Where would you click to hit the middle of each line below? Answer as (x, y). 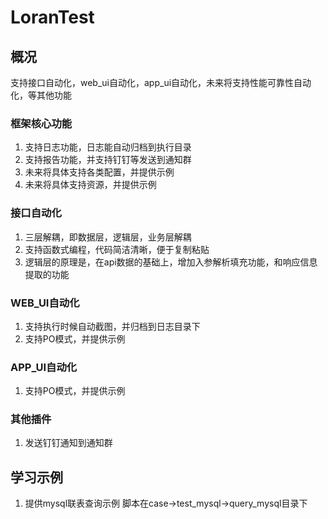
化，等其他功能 (41, 95)
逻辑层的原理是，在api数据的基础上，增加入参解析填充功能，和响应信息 (171, 262)
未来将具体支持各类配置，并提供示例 (99, 172)
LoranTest (52, 17)
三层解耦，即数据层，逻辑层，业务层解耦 (108, 237)
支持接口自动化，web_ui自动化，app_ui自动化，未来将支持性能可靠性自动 (161, 82)
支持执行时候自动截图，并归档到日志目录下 (112, 326)
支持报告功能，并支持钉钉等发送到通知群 (108, 160)
